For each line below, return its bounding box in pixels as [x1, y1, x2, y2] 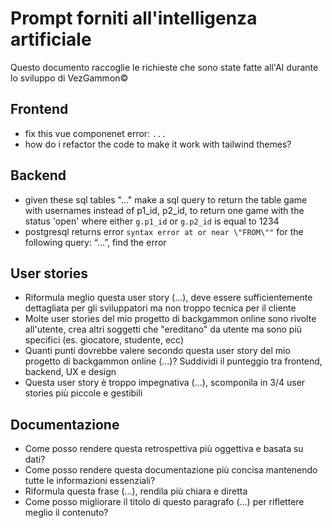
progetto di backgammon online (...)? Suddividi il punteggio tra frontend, [24, 355, 323, 367]
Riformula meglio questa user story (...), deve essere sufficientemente [24, 292, 313, 304]
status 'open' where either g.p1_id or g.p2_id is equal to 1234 [24, 215, 280, 227]
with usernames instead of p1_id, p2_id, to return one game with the [24, 204, 305, 216]
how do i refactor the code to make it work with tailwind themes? [24, 138, 292, 150]
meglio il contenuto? [24, 507, 109, 519]
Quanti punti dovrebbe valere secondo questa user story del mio [24, 345, 291, 357]
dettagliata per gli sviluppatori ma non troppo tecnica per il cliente [24, 302, 297, 314]
